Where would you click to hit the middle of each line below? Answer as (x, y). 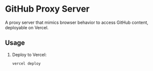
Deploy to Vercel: (29, 54)
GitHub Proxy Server (47, 9)
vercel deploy (26, 63)
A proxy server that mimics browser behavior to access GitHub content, (77, 22)
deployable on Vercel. (27, 27)
